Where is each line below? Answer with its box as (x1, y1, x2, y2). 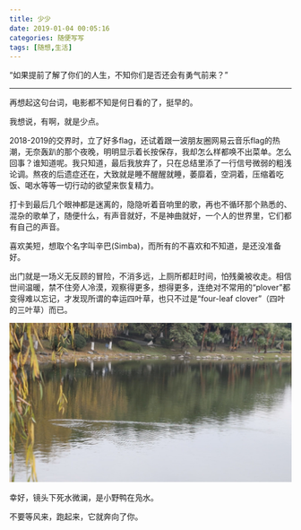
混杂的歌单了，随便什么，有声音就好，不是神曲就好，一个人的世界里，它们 (9, 211, 284, 222)
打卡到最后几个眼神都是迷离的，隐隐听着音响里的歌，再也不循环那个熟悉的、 (9, 199, 292, 210)
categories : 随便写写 (9, 33, 85, 42)
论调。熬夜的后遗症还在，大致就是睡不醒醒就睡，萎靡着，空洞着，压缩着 (9, 169, 276, 179)
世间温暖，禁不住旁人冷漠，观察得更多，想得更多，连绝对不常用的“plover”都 (9, 282, 291, 293)
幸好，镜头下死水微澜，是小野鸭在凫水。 (9, 491, 159, 502)
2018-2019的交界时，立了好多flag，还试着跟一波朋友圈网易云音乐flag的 (9, 135, 273, 146)
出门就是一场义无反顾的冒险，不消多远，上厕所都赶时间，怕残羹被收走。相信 (9, 271, 292, 282)
